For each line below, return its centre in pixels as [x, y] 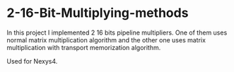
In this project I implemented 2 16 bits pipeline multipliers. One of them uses [117, 32]
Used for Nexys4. [32, 61]
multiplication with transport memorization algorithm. [84, 47]
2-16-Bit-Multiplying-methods [98, 13]
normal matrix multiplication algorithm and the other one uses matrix [106, 40]
